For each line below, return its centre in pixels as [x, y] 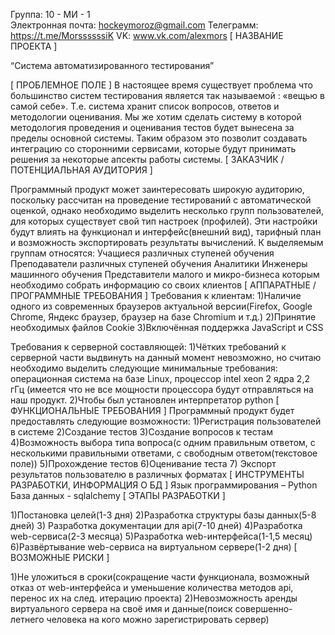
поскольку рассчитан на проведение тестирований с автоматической [161, 200]
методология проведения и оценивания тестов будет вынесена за [152, 127]
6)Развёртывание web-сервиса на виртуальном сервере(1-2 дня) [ [154, 547]
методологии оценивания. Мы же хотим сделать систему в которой [156, 117]
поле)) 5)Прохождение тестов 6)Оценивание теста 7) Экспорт [143, 463]
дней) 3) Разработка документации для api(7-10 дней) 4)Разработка [156, 525]
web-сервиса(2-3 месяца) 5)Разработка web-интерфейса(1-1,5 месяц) [161, 536]
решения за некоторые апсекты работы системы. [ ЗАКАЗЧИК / [147, 159]
